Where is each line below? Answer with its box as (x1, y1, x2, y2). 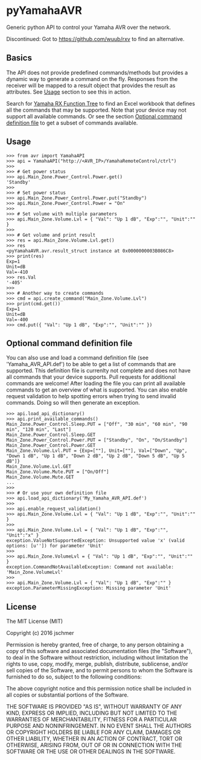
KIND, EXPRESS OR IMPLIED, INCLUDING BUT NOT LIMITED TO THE (6, 709, 177, 717)
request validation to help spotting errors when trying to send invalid (6, 393, 176, 400)
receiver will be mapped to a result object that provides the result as (6, 82, 176, 89)
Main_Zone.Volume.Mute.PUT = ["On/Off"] (6, 469, 110, 475)
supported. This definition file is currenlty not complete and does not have (6, 367, 191, 375)
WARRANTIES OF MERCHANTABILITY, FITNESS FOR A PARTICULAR (6, 716, 177, 723)
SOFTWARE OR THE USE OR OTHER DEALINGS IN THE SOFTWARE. (6, 748, 176, 755)
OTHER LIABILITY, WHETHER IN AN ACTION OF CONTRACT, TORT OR (6, 735, 182, 742)
